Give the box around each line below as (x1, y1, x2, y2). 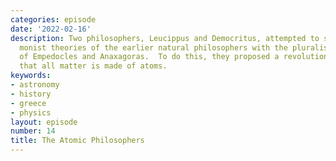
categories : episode (10, 14, 97, 25)
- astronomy (10, 80, 60, 90)
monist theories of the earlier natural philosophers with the (19, 42, 288, 53)
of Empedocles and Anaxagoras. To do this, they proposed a (19, 52, 280, 62)
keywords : (10, 71, 52, 81)
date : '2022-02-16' (10, 24, 92, 34)
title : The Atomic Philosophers (10, 136, 145, 146)
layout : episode (10, 117, 78, 127)
